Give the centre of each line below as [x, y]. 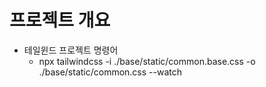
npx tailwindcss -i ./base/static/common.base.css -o [147, 61]
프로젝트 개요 [60, 20]
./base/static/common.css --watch [110, 72]
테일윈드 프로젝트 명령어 [71, 50]
